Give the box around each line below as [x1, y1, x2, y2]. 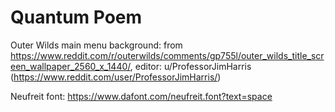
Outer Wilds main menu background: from [10, 39, 183, 51]
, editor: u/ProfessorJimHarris [129, 60, 252, 72]
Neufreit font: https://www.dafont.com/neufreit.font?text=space [10, 90, 273, 102]
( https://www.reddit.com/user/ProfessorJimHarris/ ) [10, 71, 222, 83]
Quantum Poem [10, 6, 143, 29]
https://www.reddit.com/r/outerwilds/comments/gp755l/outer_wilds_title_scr [10, 49, 325, 61]
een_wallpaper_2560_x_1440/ [10, 60, 131, 72]
